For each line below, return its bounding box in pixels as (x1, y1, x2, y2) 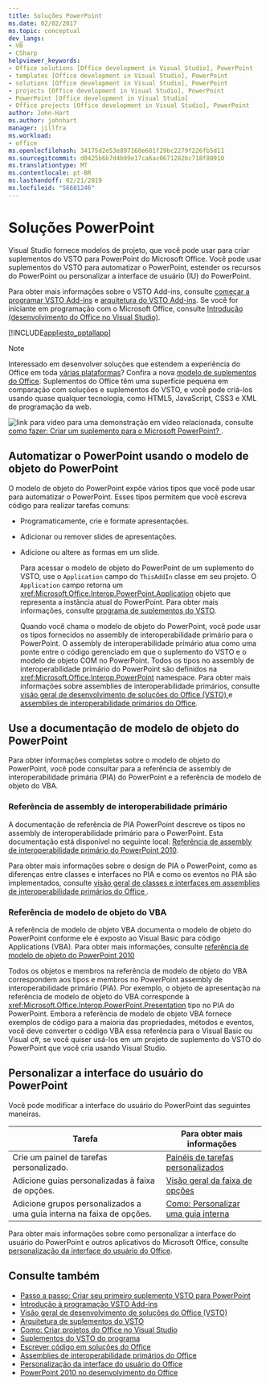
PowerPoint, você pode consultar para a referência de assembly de (8, 764, 231, 774)
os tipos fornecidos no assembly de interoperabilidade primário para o (19, 630, 253, 639)
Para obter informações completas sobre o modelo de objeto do (8, 755, 221, 765)
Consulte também (8, 1269, 100, 1283)
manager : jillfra (8, 124, 67, 132)
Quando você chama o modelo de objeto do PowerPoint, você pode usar (19, 621, 261, 630)
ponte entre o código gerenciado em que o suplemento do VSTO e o (19, 647, 247, 656)
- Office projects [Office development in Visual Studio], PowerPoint (8, 101, 250, 110)
